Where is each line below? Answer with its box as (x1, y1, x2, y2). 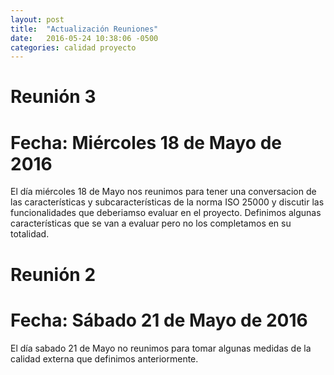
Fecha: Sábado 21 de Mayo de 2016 (10, 309, 308, 331)
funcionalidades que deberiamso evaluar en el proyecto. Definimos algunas (10, 207, 322, 219)
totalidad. (10, 228, 50, 240)
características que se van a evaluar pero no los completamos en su (10, 217, 292, 230)
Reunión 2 (10, 263, 97, 286)
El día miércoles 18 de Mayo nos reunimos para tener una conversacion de (10, 186, 317, 198)
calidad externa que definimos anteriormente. (10, 352, 199, 365)
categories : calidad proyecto (10, 42, 137, 53)
